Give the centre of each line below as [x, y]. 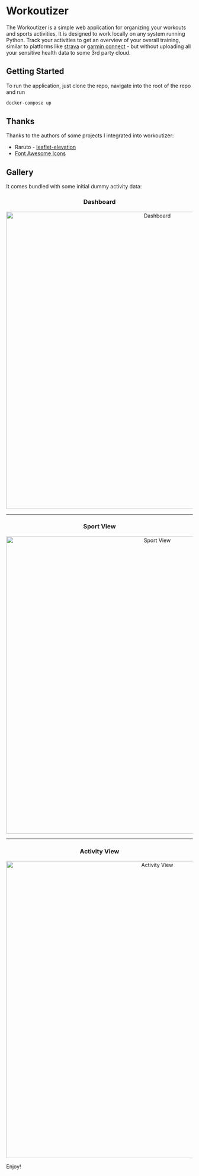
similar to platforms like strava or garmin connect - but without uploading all [99, 46]
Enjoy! [14, 1166]
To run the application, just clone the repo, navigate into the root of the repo [99, 86]
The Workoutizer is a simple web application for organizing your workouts [96, 27]
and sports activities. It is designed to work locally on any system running [96, 33]
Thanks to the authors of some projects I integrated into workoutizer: [90, 135]
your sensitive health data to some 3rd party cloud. [68, 52]
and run [16, 92]
